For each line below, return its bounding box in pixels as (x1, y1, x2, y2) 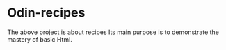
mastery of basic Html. (7, 35, 73, 43)
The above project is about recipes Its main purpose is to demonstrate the (7, 28, 219, 36)
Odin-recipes (7, 5, 86, 21)
